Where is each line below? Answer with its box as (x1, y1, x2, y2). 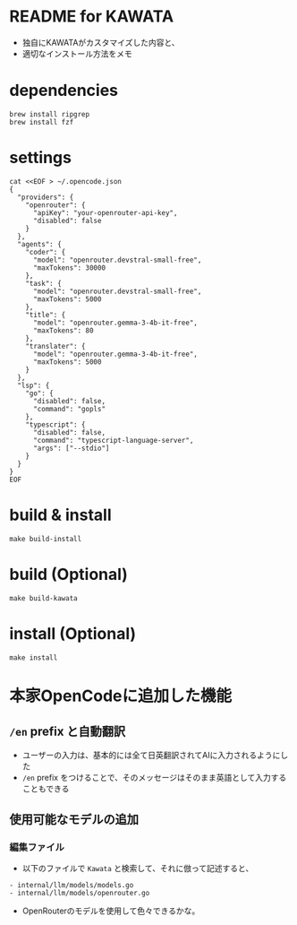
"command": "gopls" (32, 404, 106, 413)
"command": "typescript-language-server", (32, 436, 194, 445)
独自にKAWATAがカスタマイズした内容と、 (21, 37, 181, 48)
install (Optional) (9, 623, 137, 644)
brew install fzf (9, 117, 74, 126)
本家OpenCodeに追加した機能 (9, 686, 233, 705)
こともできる (21, 782, 70, 794)
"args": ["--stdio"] (32, 444, 110, 453)
